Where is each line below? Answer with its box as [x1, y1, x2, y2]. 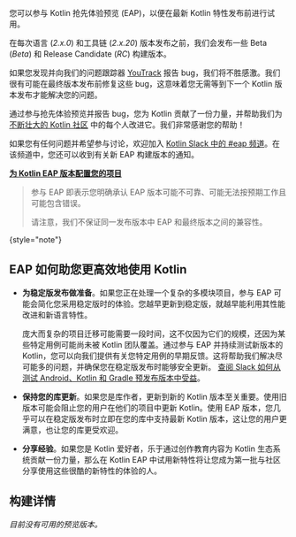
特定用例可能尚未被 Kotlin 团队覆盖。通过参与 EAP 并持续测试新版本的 [29, 339, 284, 349]
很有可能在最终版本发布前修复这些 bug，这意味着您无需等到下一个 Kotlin [9, 79, 273, 88]
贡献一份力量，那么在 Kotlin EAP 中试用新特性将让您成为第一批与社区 [29, 454, 281, 464]
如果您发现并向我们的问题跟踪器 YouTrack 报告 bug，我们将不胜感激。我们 [9, 67, 281, 78]
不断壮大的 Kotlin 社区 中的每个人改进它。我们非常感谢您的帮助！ [9, 119, 246, 130]
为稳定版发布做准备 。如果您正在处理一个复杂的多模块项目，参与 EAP [21, 287, 272, 298]
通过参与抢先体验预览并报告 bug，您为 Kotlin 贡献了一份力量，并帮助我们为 [9, 109, 283, 119]
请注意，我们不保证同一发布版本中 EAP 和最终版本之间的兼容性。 [30, 217, 268, 227]
